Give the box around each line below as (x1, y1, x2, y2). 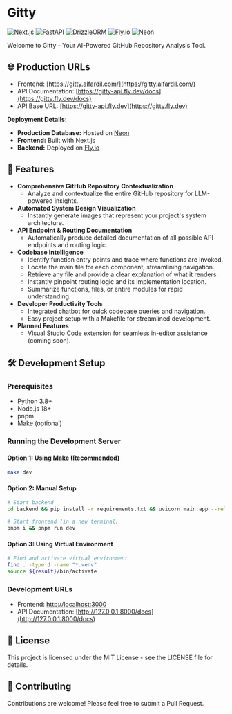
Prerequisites (7, 381, 53, 391)
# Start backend (7, 499, 54, 506)
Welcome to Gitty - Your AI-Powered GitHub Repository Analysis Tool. (7, 41, 206, 49)
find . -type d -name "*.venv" (7, 562, 97, 569)
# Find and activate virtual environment (7, 555, 128, 562)
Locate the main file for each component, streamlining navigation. (27, 262, 215, 271)
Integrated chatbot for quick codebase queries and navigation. (27, 307, 206, 315)
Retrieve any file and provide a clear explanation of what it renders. (27, 270, 219, 278)
